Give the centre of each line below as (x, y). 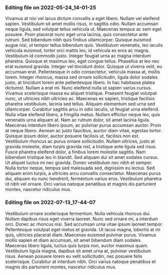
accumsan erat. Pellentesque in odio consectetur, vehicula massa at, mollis (83, 72)
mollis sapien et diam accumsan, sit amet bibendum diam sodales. (73, 240)
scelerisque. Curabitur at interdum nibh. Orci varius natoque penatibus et (80, 261)
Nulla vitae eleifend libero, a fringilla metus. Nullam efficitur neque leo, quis (83, 115)
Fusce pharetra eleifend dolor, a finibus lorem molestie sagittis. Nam (75, 152)
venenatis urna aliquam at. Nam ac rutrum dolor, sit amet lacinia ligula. (78, 120)
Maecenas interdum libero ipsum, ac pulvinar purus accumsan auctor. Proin (83, 125)
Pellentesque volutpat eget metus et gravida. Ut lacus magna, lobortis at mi (83, 229)
